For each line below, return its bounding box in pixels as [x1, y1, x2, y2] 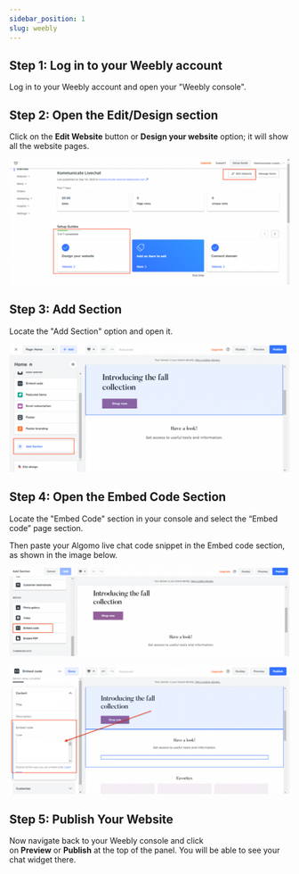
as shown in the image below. [9, 549, 118, 560]
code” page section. [9, 522, 84, 533]
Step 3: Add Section [9, 302, 123, 317]
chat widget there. [9, 854, 77, 865]
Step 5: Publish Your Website [9, 812, 174, 827]
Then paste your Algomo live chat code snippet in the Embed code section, [9, 540, 286, 551]
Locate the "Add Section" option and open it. [9, 326, 174, 337]
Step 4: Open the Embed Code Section [9, 489, 227, 504]
